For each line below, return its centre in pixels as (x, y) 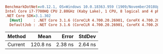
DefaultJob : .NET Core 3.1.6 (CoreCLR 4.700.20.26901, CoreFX (74, 25)
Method (17, 37)
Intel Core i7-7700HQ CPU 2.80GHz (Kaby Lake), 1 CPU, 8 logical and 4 (79, 11)
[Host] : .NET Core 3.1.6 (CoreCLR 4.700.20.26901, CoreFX (74, 20)
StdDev (87, 37)
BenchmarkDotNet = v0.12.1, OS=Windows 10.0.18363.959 (59, 7)
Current (16, 45)
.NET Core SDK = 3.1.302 (28, 16)
